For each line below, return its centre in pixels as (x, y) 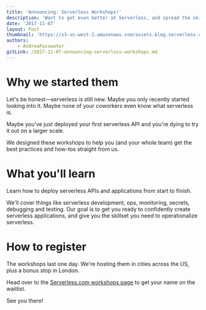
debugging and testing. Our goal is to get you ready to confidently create (99, 209)
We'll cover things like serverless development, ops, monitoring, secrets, (98, 202)
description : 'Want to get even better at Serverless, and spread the (98, 18)
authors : (17, 40)
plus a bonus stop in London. (43, 270)
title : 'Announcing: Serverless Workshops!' (64, 12)
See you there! (25, 300)
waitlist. (16, 289)
